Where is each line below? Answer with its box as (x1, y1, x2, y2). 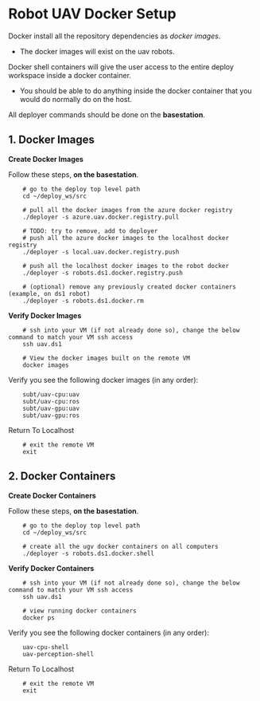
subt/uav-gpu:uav (22, 404, 80, 412)
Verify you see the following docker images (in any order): (8, 375, 199, 384)
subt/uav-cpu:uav (22, 390, 80, 399)
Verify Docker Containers (8, 563, 95, 573)
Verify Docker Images (8, 310, 82, 320)
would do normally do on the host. (19, 94, 133, 104)
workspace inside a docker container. (8, 70, 131, 80)
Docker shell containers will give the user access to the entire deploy (8, 61, 235, 72)
